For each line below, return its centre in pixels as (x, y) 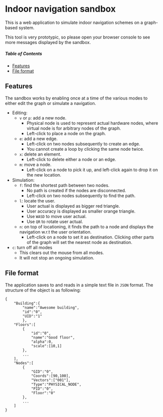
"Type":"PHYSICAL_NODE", (56, 384)
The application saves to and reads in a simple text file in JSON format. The (79, 285)
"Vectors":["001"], (51, 380)
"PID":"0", (42, 389)
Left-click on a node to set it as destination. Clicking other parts (90, 237)
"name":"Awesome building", (51, 308)
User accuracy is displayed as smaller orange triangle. (81, 211)
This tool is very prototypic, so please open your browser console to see (78, 37)
